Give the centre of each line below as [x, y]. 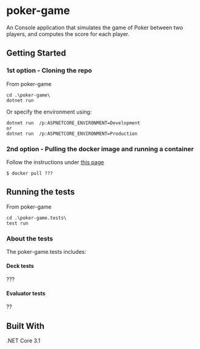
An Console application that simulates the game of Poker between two [95, 27]
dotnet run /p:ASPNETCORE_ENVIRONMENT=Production [72, 134]
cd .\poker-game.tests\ [37, 218]
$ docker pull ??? [30, 173]
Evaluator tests [26, 293]
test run [17, 223]
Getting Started [36, 53]
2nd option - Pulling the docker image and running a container [100, 149]
